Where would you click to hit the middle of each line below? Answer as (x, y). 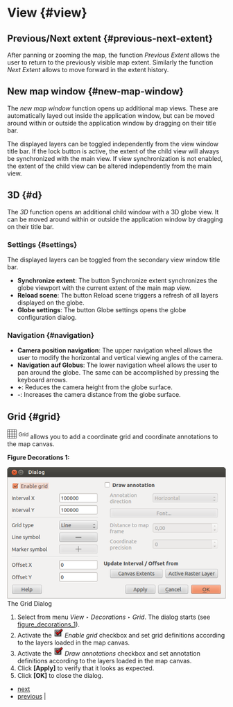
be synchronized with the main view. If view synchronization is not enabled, (115, 158)
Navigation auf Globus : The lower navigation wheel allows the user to (117, 365)
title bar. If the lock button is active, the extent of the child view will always (113, 151)
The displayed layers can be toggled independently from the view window (113, 144)
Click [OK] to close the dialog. (60, 676)
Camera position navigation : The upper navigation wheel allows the (115, 350)
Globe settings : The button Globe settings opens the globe (102, 309)
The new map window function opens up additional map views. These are (113, 108)
